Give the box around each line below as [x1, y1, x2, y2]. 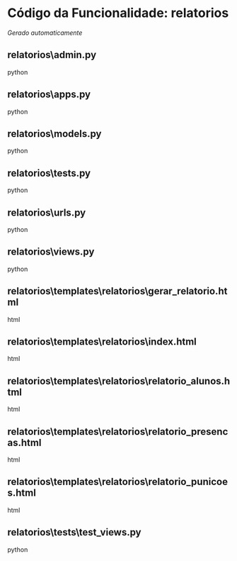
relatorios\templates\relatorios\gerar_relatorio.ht [7, 285, 228, 297]
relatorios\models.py [7, 128, 102, 140]
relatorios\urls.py [7, 206, 86, 218]
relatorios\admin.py [7, 49, 97, 61]
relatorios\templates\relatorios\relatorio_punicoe [7, 476, 229, 488]
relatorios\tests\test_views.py [7, 526, 141, 538]
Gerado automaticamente [7, 28, 83, 37]
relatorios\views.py [7, 246, 95, 258]
